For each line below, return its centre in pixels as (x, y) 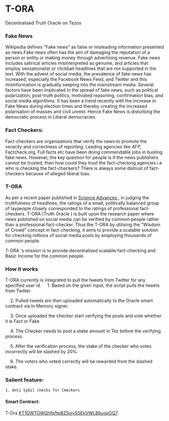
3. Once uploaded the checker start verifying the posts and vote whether (86, 316)
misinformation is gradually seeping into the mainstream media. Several (79, 85)
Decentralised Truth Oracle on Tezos (43, 23)
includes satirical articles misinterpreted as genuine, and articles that (77, 63)
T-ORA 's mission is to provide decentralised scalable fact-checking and (80, 250)
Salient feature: (25, 380)
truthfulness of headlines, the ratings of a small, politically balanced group (82, 203)
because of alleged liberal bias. (58, 173)
